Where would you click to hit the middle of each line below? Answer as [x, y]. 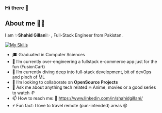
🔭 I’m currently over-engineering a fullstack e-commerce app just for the [85, 61]
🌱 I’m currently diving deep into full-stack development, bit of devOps [82, 72]
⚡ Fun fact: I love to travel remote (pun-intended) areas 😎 [70, 105]
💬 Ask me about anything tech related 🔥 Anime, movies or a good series [84, 87]
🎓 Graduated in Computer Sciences [49, 54]
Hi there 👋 [17, 8]
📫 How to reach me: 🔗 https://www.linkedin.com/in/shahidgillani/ [77, 98]
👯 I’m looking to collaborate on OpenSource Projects [65, 82]
